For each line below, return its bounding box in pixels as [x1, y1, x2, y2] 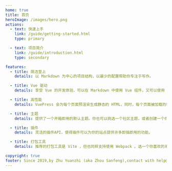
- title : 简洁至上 [10, 69, 46, 74]
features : [5, 64, 27, 69]
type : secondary [14, 55, 50, 60]
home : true [5, 7, 29, 13]
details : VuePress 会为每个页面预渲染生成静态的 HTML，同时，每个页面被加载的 [14, 102, 166, 107]
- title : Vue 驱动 [10, 83, 48, 88]
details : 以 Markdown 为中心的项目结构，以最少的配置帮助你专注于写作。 [14, 74, 154, 79]
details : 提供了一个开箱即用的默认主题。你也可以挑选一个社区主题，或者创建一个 [14, 116, 165, 121]
